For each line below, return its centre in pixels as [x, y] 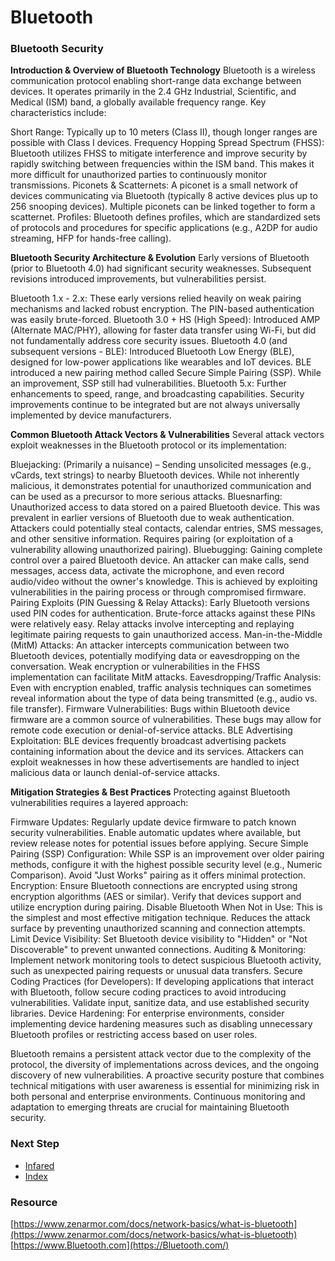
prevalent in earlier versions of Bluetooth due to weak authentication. [152, 518]
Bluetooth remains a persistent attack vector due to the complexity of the [161, 1054]
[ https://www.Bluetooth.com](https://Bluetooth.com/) [120, 1245]
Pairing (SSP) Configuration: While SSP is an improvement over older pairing [167, 854]
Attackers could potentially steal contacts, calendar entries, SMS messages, [167, 528]
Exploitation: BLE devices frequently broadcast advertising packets [148, 741]
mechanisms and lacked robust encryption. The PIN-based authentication [162, 309]
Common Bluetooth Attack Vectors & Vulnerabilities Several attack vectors [167, 435]
